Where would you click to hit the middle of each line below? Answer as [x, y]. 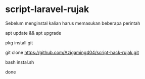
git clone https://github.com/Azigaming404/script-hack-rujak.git [72, 52]
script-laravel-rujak [47, 9]
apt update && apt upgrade [33, 33]
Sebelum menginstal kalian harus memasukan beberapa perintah [73, 23]
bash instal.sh [20, 62]
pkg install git [19, 43]
